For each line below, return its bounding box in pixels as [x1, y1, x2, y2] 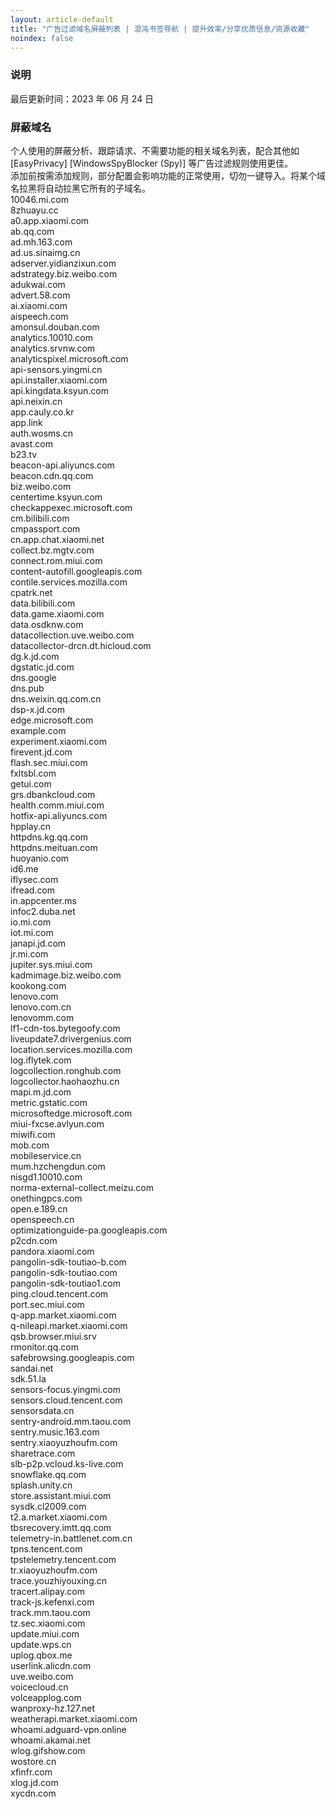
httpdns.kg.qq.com [10, 831, 89, 843]
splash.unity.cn [10, 1479, 73, 1491]
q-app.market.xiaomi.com [10, 1309, 117, 1321]
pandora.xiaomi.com [10, 1245, 95, 1257]
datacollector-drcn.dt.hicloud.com [10, 639, 152, 651]
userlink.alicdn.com [10, 1659, 92, 1671]
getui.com [10, 777, 52, 790]
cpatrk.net [10, 586, 53, 598]
